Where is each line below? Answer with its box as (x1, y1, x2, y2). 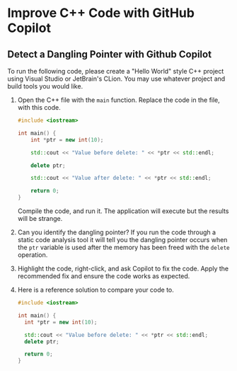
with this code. (17, 103, 62, 111)
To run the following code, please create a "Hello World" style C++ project (7, 67, 224, 75)
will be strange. (17, 215, 63, 222)
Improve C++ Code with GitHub (7, 5, 195, 21)
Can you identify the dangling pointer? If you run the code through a (17, 228, 216, 236)
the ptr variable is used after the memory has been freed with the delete (17, 243, 230, 251)
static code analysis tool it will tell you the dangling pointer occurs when (17, 236, 228, 244)
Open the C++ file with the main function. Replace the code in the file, (17, 96, 221, 104)
